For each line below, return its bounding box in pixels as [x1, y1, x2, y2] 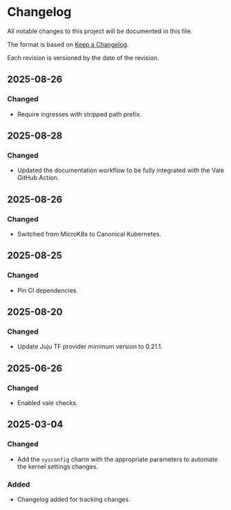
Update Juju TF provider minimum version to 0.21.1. [17, 343, 163, 351]
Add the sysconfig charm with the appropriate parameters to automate [17, 455, 219, 463]
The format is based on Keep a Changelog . [7, 40, 129, 48]
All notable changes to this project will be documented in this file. [7, 27, 193, 35]
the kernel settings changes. [17, 462, 99, 471]
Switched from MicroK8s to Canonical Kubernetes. [17, 230, 162, 238]
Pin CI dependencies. [17, 286, 78, 294]
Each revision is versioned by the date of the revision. [7, 53, 160, 62]
